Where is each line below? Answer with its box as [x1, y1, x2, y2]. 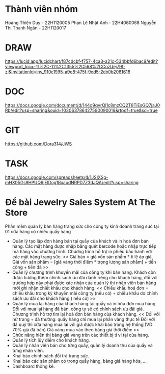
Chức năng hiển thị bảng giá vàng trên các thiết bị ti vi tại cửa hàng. [12, 332, 149, 338]
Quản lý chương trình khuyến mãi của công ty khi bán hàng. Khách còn [12, 269, 156, 275]
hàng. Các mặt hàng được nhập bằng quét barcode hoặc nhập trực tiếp [12, 243, 157, 249]
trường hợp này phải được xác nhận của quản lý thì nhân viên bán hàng [12, 280, 156, 286]
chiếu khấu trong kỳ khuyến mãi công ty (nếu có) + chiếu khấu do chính [12, 290, 158, 296]
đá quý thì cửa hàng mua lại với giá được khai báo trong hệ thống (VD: [12, 321, 154, 327]
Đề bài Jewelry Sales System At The [5, 196, 156, 208]
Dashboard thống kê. [12, 363, 55, 369]
